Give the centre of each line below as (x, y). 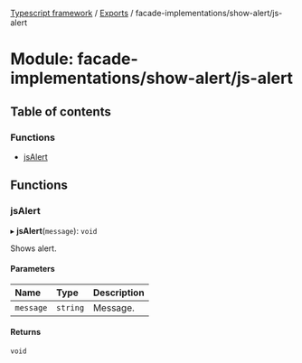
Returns (26, 332)
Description (118, 293)
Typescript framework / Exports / (72, 13)
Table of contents (61, 112)
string (71, 307)
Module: (42, 59)
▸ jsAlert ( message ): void (54, 230)
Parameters (33, 269)
